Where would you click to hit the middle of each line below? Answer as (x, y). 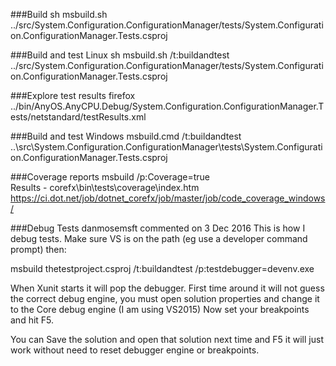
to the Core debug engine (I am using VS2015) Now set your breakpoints (160, 309)
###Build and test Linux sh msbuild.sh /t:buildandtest (120, 55)
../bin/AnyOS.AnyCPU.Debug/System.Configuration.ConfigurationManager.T (167, 106)
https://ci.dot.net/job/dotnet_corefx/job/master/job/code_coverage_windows (168, 198)
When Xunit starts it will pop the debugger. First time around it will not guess (167, 288)
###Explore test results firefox (73, 95)
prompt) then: (38, 249)
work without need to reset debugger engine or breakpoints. (135, 350)
